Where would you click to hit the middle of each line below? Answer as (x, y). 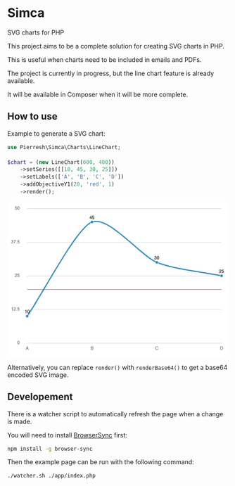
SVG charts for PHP (36, 32)
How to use (32, 116)
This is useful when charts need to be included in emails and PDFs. (104, 59)
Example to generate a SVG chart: (56, 133)
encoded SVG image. (38, 375)
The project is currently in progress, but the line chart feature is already (111, 73)
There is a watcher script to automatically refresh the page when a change (115, 414)
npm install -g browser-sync (50, 449)
